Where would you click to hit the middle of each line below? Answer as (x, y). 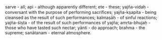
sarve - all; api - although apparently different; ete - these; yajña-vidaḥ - (77, 7)
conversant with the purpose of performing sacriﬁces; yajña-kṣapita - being (81, 12)
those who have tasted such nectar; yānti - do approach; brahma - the (75, 28)
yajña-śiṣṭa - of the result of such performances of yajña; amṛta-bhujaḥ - (78, 23)
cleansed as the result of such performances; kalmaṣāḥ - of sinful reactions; (81, 18)
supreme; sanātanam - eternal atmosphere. (48, 33)
